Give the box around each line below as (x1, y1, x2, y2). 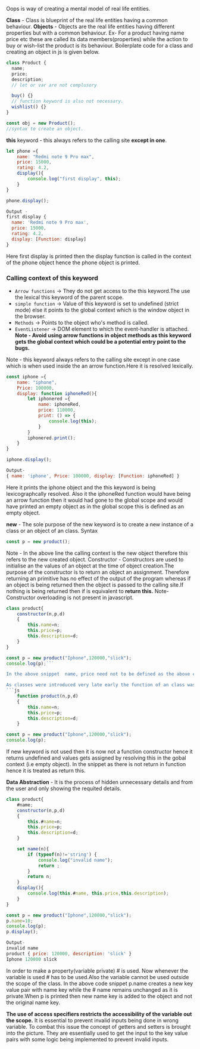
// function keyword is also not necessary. (11, 98, 124, 104)
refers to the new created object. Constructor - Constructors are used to (6, 556, 184, 563)
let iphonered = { (27, 396, 70, 402)
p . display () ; (6, 929, 39, 935)
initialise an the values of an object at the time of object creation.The (6, 562, 174, 569)
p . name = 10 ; (6, 918, 33, 924)
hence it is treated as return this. (6, 767, 86, 775)
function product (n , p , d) (17, 693, 79, 699)
